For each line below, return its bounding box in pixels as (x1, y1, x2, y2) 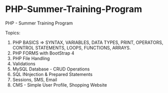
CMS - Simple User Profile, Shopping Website (12, 81, 107, 88)
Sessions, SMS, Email (12, 76, 58, 82)
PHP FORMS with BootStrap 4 (12, 50, 74, 56)
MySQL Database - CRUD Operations (12, 66, 90, 72)
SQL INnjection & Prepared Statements (12, 71, 93, 77)
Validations (12, 60, 36, 66)
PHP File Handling (12, 55, 50, 61)
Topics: (5, 29, 21, 35)
